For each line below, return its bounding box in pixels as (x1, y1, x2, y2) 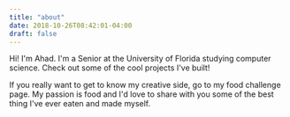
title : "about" (9, 12, 65, 22)
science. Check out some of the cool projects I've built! (9, 62, 210, 73)
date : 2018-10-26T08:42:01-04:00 (9, 21, 133, 30)
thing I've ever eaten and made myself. (9, 99, 151, 109)
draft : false (9, 29, 57, 38)
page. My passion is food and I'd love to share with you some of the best (9, 89, 274, 99)
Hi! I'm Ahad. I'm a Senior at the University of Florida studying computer (9, 54, 271, 64)
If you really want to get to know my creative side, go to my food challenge (9, 80, 281, 91)
